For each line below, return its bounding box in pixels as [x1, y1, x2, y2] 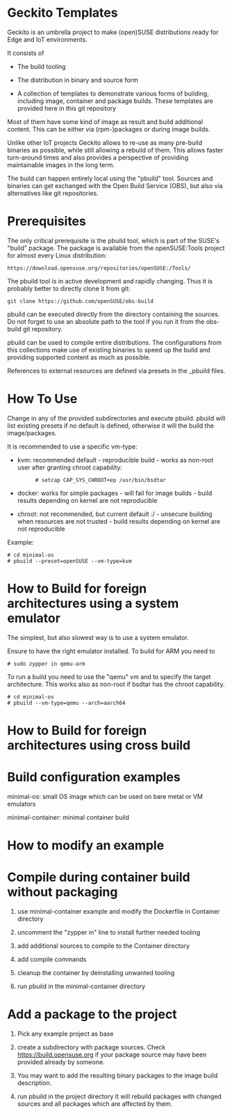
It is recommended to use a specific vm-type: [7, 442, 138, 451]
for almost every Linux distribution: [7, 251, 107, 259]
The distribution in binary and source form [17, 75, 139, 84]
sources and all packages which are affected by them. [17, 1099, 173, 1108]
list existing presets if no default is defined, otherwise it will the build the [7, 421, 214, 430]
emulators [7, 800, 36, 808]
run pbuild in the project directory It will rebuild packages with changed [17, 1092, 222, 1100]
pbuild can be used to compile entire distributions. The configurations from [7, 338, 222, 346]
